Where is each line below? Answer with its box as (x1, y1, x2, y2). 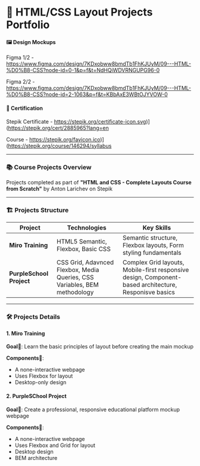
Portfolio (6, 18, 50, 32)
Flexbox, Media (56, 266, 99, 274)
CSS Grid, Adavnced (56, 258, 114, 267)
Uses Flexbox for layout (14, 372, 73, 379)
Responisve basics (123, 288, 176, 297)
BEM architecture (14, 454, 58, 461)
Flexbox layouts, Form (123, 241, 185, 249)
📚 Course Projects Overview (6, 163, 92, 171)
